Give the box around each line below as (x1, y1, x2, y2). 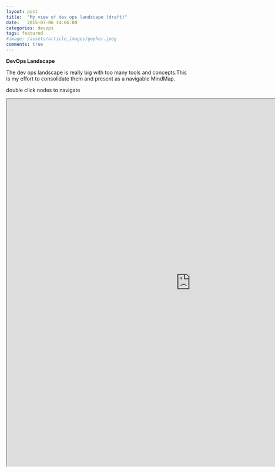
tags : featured (6, 31, 43, 36)
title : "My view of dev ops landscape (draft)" (6, 14, 128, 20)
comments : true (6, 42, 43, 48)
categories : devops (6, 25, 54, 31)
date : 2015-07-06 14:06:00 (6, 19, 78, 25)
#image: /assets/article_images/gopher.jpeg (6, 36, 117, 42)
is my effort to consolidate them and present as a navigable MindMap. (6, 75, 176, 82)
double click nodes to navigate (6, 86, 81, 93)
